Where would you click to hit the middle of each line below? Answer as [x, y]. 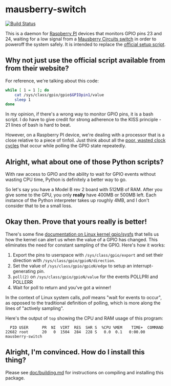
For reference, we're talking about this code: [52, 81]
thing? [16, 360]
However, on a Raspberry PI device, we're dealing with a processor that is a [85, 135]
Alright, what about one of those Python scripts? [84, 162]
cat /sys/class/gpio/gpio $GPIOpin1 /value [59, 95]
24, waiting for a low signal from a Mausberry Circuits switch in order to [81, 39]
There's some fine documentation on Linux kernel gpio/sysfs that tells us [82, 234]
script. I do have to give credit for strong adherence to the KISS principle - [83, 120]
